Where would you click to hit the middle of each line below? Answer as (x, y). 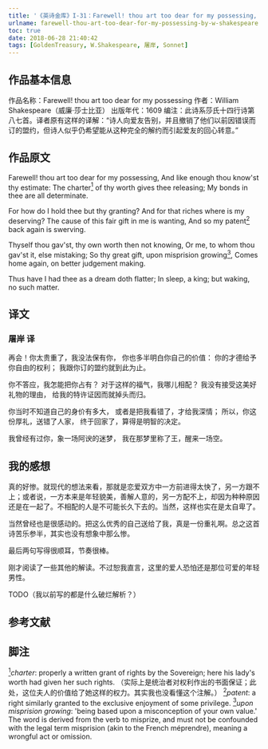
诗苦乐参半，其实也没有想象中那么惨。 (71, 534)
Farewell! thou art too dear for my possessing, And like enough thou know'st (134, 177)
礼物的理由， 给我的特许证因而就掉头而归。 (79, 395)
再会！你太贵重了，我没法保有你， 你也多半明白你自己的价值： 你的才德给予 (132, 358)
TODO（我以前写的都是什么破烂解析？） (75, 594)
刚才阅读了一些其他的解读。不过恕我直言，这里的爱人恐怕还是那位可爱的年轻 (134, 568)
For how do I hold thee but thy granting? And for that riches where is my (126, 211)
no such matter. (34, 287)
